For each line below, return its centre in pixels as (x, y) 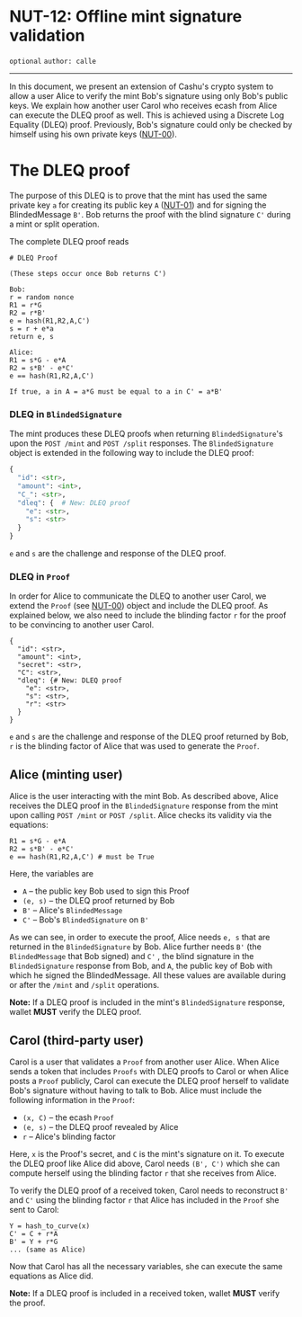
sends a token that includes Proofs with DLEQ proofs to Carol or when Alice (149, 1071)
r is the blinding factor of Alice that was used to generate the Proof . (134, 746)
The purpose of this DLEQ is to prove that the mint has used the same (138, 195)
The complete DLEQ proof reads (69, 241)
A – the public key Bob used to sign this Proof (106, 891)
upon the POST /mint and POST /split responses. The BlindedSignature (142, 443)
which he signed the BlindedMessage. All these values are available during (147, 975)
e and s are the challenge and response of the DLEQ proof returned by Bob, (149, 737)
